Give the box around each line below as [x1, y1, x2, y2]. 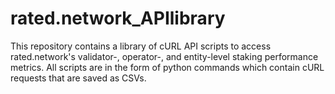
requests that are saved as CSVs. [10, 72, 147, 84]
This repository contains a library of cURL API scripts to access [10, 40, 272, 52]
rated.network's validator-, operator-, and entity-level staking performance [10, 50, 319, 62]
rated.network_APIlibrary [10, 7, 226, 30]
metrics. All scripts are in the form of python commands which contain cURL [10, 61, 325, 73]
